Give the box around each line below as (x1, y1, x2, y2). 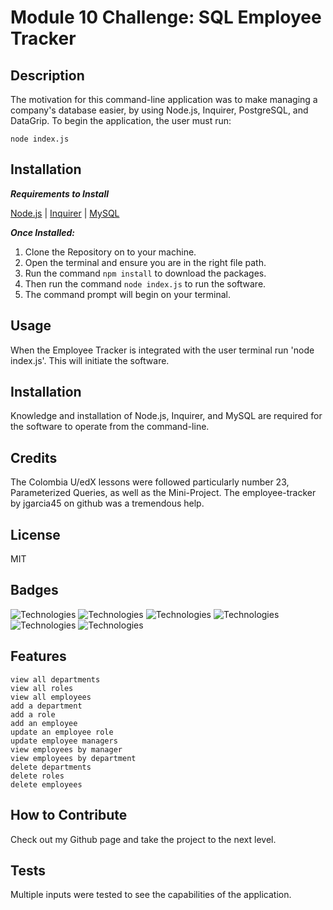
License (10, 526, 61, 543)
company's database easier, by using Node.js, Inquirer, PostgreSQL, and (10, 104, 309, 116)
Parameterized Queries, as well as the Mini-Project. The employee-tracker (10, 487, 317, 499)
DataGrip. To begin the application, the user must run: (10, 115, 232, 126)
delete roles (10, 771, 65, 781)
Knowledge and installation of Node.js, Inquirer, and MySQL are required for (10, 410, 323, 422)
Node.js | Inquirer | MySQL (10, 207, 120, 219)
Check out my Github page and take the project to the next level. (10, 833, 277, 845)
